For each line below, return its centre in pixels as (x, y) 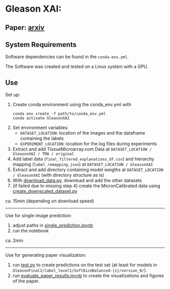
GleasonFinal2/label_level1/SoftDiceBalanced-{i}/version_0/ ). (80, 270)
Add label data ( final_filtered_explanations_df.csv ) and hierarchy (83, 159)
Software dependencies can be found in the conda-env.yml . (67, 57)
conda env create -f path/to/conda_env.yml (59, 114)
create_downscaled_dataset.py (45, 191)
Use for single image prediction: (39, 216)
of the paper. (26, 281)
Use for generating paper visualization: (46, 255)
